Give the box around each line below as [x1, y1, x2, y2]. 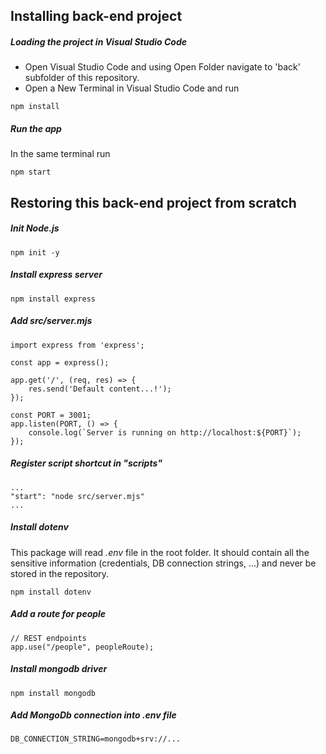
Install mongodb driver [10, 663, 108, 675]
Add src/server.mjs [10, 315, 93, 327]
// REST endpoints [10, 633, 87, 643]
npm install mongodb [10, 688, 97, 698]
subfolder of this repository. [24, 72, 140, 84]
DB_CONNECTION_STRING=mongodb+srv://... [10, 734, 182, 744]
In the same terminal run [10, 148, 111, 160]
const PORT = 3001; [10, 410, 92, 420]
